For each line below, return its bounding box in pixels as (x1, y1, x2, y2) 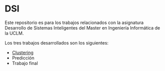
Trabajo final (12, 60, 38, 66)
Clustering (12, 49, 34, 55)
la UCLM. (5, 30, 24, 36)
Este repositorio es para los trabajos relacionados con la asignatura (5, 19, 144, 25)
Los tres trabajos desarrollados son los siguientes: (5, 39, 109, 45)
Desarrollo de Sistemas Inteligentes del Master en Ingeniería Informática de (5, 24, 160, 30)
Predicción (12, 54, 35, 60)
